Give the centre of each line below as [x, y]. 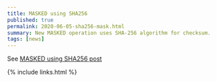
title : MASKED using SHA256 [48, 13]
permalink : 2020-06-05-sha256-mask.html [66, 26]
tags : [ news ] [26, 39]
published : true [30, 20]
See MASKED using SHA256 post [54, 59]
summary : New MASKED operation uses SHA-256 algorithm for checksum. [109, 33]
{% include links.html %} [42, 72]
